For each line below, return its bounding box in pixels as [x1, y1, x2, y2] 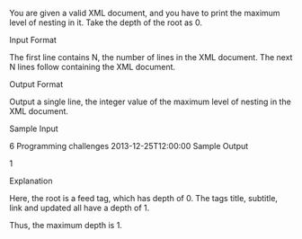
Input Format [9, 35, 57, 45]
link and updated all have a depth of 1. [9, 202, 150, 213]
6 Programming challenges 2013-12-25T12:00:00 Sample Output [9, 141, 249, 151]
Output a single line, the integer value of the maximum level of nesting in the [9, 96, 292, 107]
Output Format [9, 79, 64, 89]
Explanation [9, 175, 53, 186]
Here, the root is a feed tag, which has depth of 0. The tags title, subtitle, [9, 193, 279, 203]
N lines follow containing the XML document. [9, 62, 176, 72]
